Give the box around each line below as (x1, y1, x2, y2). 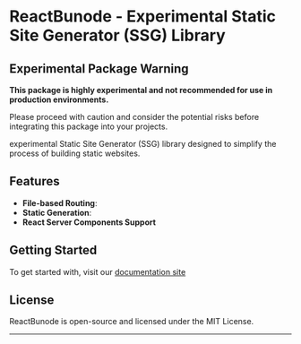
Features (9, 174, 60, 189)
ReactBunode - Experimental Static (9, 6, 276, 27)
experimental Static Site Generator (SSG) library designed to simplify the (9, 139, 277, 149)
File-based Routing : (21, 197, 98, 208)
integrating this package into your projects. (9, 121, 168, 132)
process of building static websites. (9, 148, 141, 159)
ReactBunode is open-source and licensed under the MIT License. (9, 316, 254, 327)
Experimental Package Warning (9, 61, 190, 76)
